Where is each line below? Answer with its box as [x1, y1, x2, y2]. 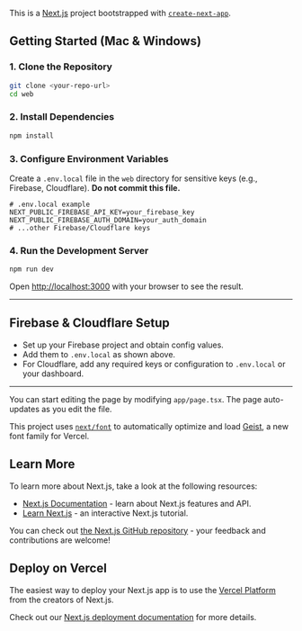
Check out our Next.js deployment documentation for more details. [9, 611, 257, 622]
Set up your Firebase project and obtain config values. [22, 339, 225, 350]
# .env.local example [9, 200, 91, 209]
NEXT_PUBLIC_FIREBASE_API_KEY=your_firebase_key [9, 207, 195, 217]
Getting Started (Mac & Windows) [9, 33, 202, 49]
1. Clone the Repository [9, 60, 112, 73]
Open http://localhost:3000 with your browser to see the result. [9, 281, 244, 292]
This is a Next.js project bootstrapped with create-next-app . [9, 8, 232, 18]
